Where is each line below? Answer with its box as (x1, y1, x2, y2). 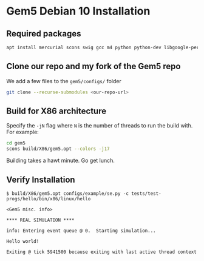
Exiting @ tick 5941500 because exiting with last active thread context (6, 249, 197, 255)
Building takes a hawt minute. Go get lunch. (6, 157, 115, 164)
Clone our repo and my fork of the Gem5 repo (6, 61, 181, 72)
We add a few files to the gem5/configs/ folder (6, 77, 121, 84)
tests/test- (131, 190, 162, 197)
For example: (6, 129, 39, 136)
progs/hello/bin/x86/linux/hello (6, 195, 91, 202)
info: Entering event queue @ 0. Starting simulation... (6, 228, 156, 234)
